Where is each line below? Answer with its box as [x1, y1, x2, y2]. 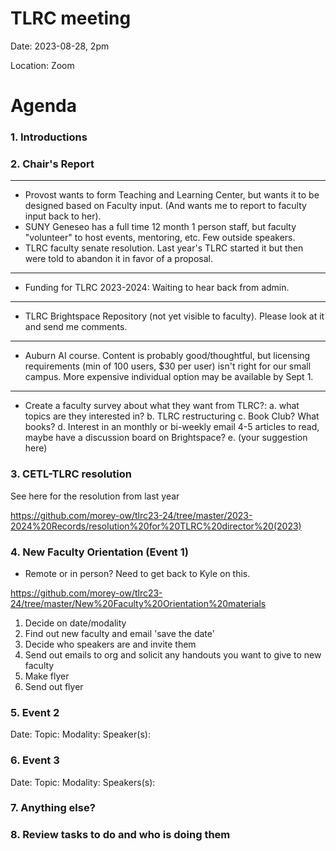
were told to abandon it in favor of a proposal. [24, 253, 213, 265]
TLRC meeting [10, 7, 132, 30]
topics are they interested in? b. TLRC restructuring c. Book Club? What [24, 410, 320, 422]
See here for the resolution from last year [10, 490, 180, 502]
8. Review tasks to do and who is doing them [10, 828, 231, 842]
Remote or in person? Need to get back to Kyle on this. [24, 567, 251, 579]
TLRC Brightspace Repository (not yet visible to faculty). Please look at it [24, 310, 325, 322]
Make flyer [24, 670, 70, 682]
